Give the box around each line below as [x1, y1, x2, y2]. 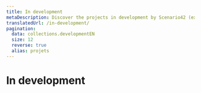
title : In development [6, 8, 63, 15]
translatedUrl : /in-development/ [6, 20, 90, 26]
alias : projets [11, 48, 50, 54]
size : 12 [11, 37, 33, 43]
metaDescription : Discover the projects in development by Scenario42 [6, 14, 186, 20]
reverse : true [11, 43, 47, 49]
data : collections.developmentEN [11, 31, 95, 37]
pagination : [6, 25, 36, 32]
